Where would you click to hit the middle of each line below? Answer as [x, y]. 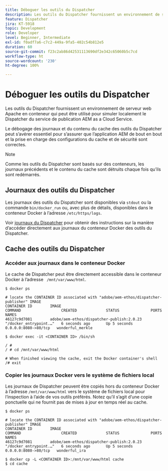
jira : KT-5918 [20, 24]
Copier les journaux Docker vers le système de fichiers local [80, 375]
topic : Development [25, 28]
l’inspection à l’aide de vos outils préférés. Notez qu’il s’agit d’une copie [79, 397]
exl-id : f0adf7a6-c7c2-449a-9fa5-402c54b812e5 [54, 42]
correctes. [16, 145]
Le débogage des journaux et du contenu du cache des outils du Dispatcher [83, 129]
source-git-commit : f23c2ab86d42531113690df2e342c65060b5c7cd [71, 51]
